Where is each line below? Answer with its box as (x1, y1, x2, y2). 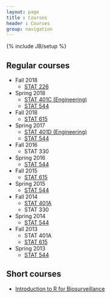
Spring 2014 (15, 213, 46, 220)
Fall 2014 (15, 193, 38, 200)
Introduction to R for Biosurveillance (15, 285, 105, 293)
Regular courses (6, 60, 70, 71)
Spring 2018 (15, 90, 45, 97)
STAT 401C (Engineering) (24, 96, 87, 104)
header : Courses (6, 20, 50, 26)
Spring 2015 (15, 180, 45, 188)
